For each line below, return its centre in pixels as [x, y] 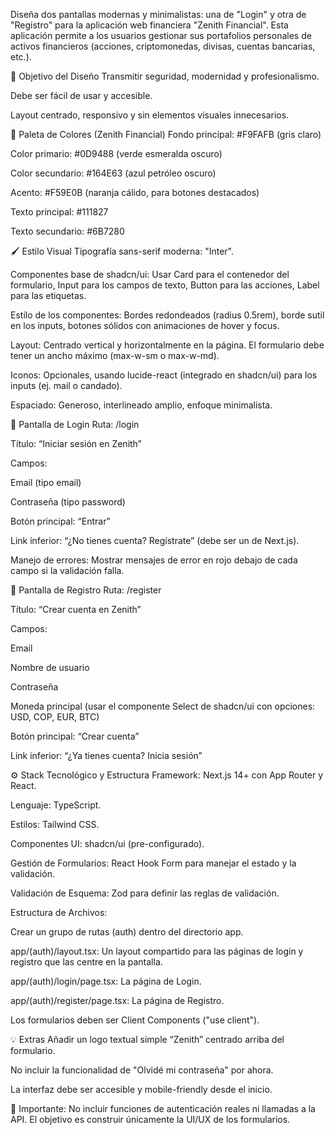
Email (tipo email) [46, 482]
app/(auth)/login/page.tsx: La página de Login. [106, 981]
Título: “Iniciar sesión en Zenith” [76, 443]
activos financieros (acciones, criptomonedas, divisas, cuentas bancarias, [163, 46]
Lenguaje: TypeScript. [56, 805]
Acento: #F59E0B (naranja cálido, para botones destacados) [135, 192]
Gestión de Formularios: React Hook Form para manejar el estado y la [153, 863]
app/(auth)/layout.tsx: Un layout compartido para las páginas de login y [157, 951]
